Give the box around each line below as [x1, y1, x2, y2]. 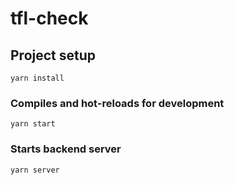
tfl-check [10, 7, 89, 30]
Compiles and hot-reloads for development [10, 96, 225, 110]
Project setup [10, 47, 97, 64]
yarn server [10, 165, 60, 175]
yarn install [10, 73, 65, 83]
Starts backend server [10, 142, 122, 156]
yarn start [10, 119, 56, 129]
